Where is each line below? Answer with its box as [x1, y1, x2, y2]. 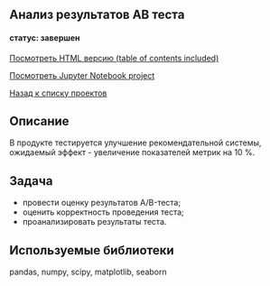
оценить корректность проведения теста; [22, 207, 185, 217]
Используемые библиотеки [9, 243, 174, 258]
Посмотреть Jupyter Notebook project [9, 69, 155, 80]
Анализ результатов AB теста [9, 7, 185, 23]
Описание [9, 113, 70, 129]
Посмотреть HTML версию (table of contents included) [9, 52, 219, 63]
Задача [9, 173, 53, 189]
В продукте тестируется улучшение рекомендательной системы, [9, 137, 262, 148]
